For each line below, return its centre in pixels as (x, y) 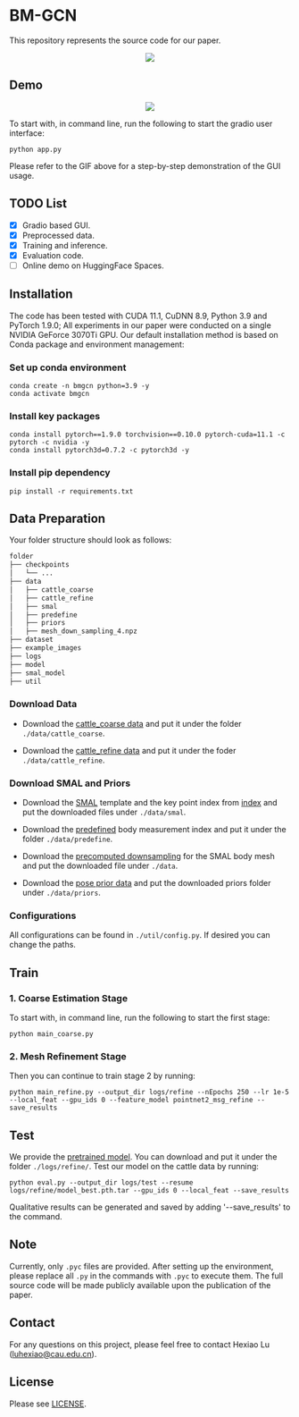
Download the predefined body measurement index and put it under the (154, 829)
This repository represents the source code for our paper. (115, 40)
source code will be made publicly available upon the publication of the (140, 1285)
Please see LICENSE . (48, 1404)
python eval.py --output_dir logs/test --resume (101, 1183)
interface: (27, 133)
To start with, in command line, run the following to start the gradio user (141, 123)
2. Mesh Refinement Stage (68, 1056)
